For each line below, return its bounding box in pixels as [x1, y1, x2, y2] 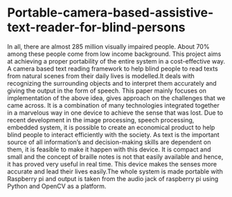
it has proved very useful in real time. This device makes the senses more [7, 160, 217, 168]
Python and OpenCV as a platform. [7, 182, 107, 190]
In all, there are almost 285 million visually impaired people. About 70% [7, 42, 210, 50]
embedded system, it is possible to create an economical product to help [7, 123, 215, 131]
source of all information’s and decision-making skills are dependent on [7, 138, 211, 146]
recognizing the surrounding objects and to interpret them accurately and [7, 79, 217, 87]
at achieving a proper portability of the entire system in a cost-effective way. [7, 57, 226, 65]
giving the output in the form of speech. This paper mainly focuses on [7, 86, 206, 95]
